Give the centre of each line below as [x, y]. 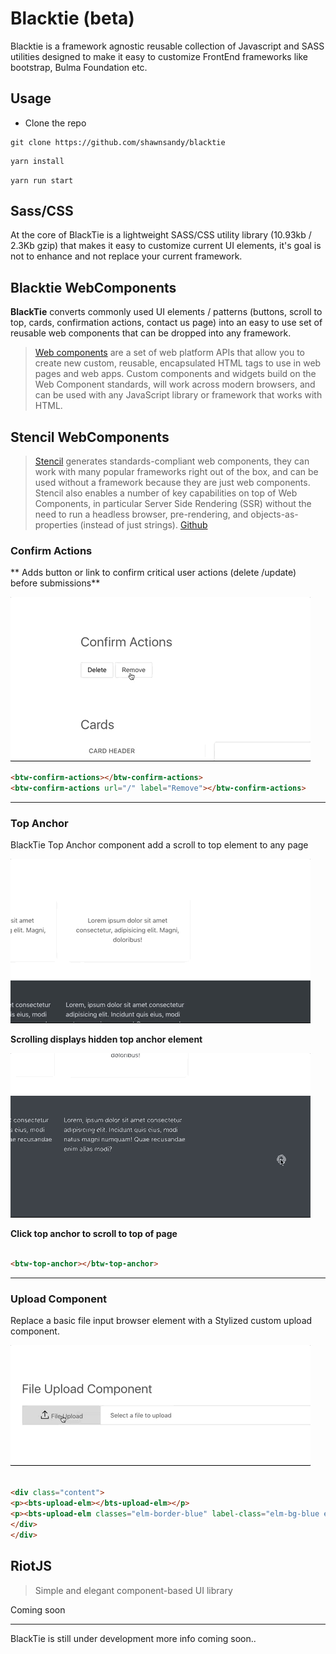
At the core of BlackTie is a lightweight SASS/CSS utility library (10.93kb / [161, 235]
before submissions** [55, 583]
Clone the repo [55, 123]
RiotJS [31, 1566]
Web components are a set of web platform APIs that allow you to [169, 353]
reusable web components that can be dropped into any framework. [151, 333]
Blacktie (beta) [72, 18]
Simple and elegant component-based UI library [133, 1590]
